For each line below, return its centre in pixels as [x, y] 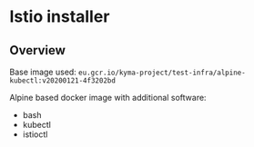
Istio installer [60, 17]
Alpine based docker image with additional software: [108, 98]
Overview [38, 50]
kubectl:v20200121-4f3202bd [63, 81]
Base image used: [43, 72]
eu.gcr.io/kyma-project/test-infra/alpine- [162, 73]
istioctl [35, 134]
